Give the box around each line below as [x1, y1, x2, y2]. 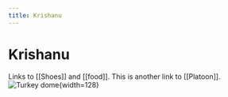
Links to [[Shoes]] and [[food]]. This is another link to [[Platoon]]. [8, 72, 221, 81]
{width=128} [59, 80, 99, 89]
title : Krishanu [8, 11, 62, 20]
